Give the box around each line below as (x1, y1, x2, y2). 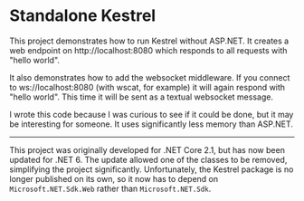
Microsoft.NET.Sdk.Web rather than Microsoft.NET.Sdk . (9, 183, 212, 194)
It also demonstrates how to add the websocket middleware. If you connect (9, 72, 290, 82)
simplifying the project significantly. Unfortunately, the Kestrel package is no (9, 164, 294, 175)
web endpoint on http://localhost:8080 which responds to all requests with (9, 44, 288, 55)
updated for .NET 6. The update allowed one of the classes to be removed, (9, 154, 288, 165)
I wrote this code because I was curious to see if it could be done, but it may (9, 109, 294, 120)
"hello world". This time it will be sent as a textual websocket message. (9, 91, 274, 102)
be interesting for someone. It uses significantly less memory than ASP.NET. (9, 119, 294, 129)
